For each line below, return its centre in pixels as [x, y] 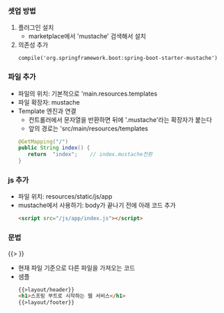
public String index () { [54, 148]
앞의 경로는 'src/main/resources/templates [88, 128]
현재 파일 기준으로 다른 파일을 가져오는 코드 [77, 268]
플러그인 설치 [36, 28]
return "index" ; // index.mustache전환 [90, 155]
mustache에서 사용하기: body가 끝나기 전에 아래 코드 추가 [97, 205]
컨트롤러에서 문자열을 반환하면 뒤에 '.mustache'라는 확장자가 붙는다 [120, 119]
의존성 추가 [33, 45]
